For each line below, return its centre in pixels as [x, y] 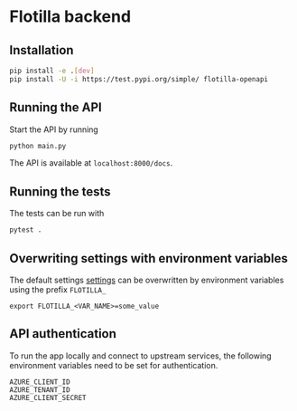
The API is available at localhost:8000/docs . [91, 163]
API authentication [63, 334]
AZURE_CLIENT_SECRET [48, 397]
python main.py [38, 146]
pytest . [26, 230]
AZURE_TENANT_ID [40, 390]
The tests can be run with [57, 214]
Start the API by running [54, 129]
